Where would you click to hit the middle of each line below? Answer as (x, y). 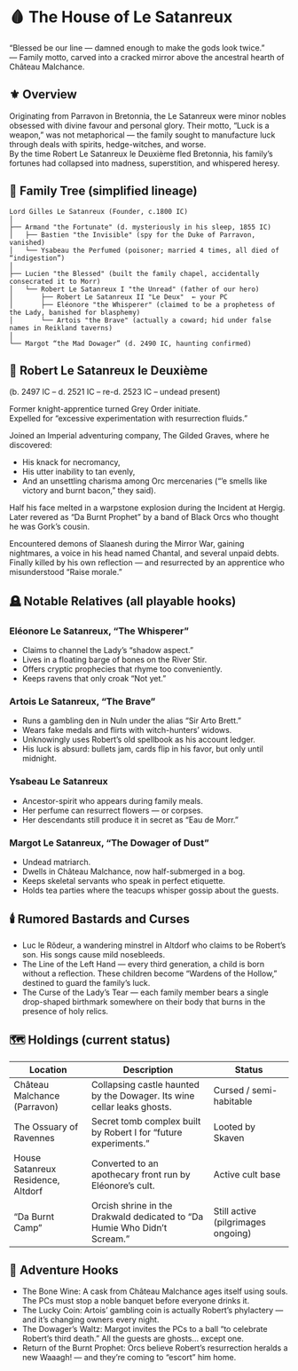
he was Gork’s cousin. (50, 527)
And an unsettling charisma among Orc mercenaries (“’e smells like (145, 481)
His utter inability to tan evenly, (78, 472)
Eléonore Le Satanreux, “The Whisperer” (99, 631)
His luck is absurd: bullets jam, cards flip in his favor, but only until (142, 749)
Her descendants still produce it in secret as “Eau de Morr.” (130, 819)
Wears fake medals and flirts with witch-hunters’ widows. (127, 730)
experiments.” (121, 1143)
